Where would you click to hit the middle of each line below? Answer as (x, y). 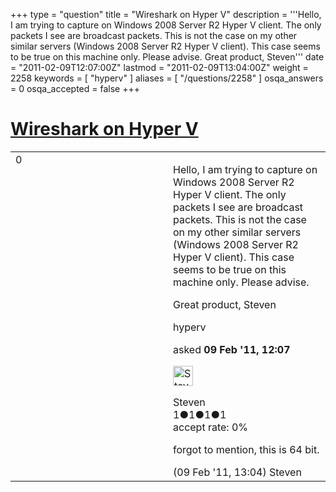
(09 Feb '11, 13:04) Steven (237, 472)
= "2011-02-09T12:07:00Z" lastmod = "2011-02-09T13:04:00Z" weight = (159, 67)
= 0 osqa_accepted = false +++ (75, 88)
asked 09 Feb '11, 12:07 (232, 349)
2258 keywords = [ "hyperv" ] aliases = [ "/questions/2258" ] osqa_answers (167, 78)
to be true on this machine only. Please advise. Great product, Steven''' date (167, 57)
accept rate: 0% (211, 427)
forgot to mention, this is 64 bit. (246, 449)
